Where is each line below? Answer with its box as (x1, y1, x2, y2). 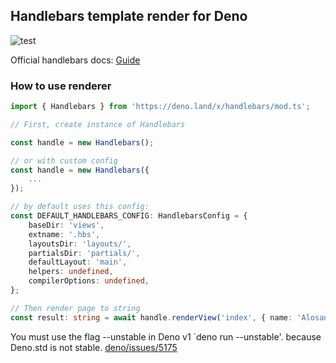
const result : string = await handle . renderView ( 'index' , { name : (10, 312, 293, 323)
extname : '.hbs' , (28, 229, 101, 239)
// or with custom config (10, 155, 118, 166)
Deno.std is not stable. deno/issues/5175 (10, 341, 178, 353)
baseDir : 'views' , (28, 220, 105, 230)
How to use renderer (10, 79, 112, 93)
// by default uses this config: (10, 202, 150, 212)
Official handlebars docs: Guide (10, 54, 141, 66)
